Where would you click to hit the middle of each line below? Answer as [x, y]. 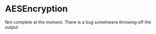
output [12, 27]
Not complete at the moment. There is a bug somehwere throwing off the [78, 22]
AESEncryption [36, 9]
